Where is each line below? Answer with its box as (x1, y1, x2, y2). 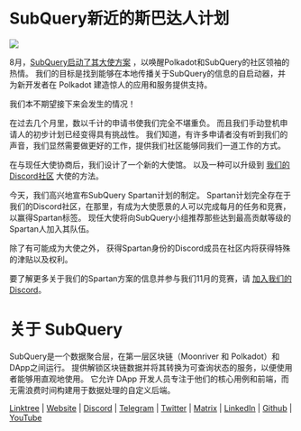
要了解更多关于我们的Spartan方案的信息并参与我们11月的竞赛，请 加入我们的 (9, 272, 293, 284)
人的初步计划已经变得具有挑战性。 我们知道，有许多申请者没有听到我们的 (16, 128, 288, 140)
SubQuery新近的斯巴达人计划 (9, 8, 230, 29)
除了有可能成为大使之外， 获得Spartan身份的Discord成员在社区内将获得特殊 (9, 243, 291, 253)
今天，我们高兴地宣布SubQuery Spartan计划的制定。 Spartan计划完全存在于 (9, 189, 291, 200)
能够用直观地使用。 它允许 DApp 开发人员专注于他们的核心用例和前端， (16, 373, 282, 384)
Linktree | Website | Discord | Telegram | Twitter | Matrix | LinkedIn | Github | (9, 402, 293, 413)
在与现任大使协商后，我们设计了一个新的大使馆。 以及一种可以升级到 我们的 (9, 159, 290, 170)
